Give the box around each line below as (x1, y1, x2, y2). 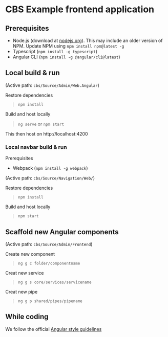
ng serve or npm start (17, 121, 65, 127)
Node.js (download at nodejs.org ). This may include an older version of (12, 37, 163, 43)
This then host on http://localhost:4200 (5, 130, 88, 137)
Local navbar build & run (5, 143, 68, 150)
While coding (5, 312, 49, 321)
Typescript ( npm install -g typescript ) (12, 49, 98, 54)
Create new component (5, 251, 55, 257)
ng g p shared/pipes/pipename (17, 298, 83, 304)
